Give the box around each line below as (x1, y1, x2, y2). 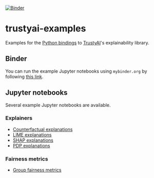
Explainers (5, 115, 32, 122)
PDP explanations (12, 142, 50, 148)
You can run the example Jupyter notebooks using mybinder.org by (5, 68, 147, 74)
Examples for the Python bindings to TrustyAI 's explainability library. (5, 39, 150, 46)
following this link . (5, 73, 44, 79)
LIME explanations (12, 131, 52, 138)
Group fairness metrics (12, 167, 62, 173)
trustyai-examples (5, 23, 86, 34)
